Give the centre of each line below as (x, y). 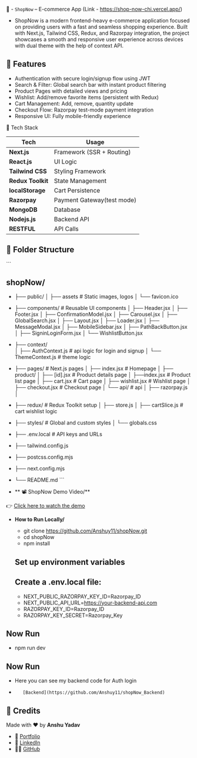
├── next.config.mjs (40, 469)
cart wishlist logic (36, 411)
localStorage (27, 190)
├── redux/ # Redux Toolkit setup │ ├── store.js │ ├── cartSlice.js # (99, 405)
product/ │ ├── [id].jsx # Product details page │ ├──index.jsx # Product (103, 375)
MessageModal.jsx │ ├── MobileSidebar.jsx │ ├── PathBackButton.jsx (101, 327)
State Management (80, 181)
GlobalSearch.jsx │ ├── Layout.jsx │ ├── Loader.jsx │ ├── (87, 321)
